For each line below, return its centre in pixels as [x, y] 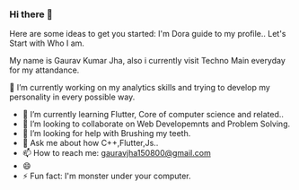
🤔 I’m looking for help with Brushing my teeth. [106, 134]
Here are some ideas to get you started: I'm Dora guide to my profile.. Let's [148, 34]
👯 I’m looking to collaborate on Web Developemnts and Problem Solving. [156, 124]
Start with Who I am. [47, 43]
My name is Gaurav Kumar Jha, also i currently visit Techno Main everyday [147, 61]
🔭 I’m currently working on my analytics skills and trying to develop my [140, 88]
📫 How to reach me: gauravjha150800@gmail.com [116, 153]
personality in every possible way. [72, 97]
